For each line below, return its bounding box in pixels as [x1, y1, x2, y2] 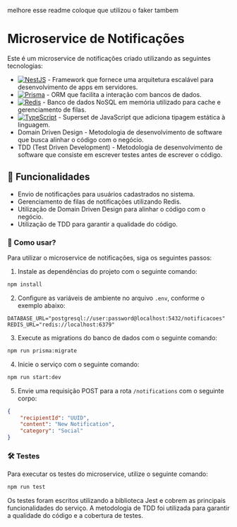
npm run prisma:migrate [7, 347, 78, 354]
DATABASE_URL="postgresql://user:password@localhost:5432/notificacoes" [7, 315, 226, 322]
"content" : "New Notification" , [20, 421, 115, 428]
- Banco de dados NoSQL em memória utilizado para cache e [42, 98, 221, 106]
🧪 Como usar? [7, 237, 56, 247]
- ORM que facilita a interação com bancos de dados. [47, 90, 202, 98]
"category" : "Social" [20, 427, 83, 434]
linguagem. [17, 120, 51, 129]
